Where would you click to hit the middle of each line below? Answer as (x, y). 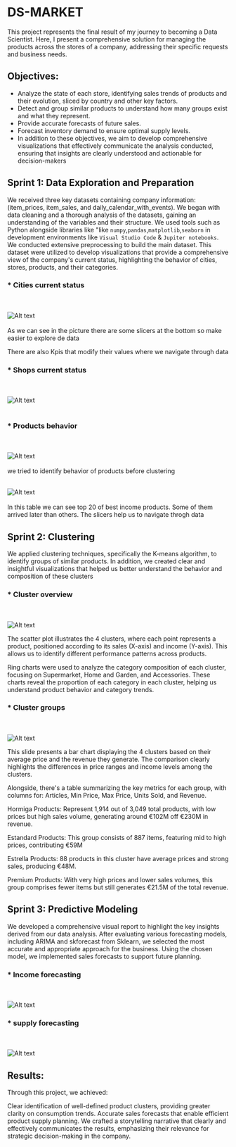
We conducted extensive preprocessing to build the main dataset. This (110, 244)
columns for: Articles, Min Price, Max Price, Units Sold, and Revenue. (107, 795)
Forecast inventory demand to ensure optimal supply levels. (104, 130)
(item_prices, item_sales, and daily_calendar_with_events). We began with (114, 207)
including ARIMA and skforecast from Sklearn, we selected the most (106, 941)
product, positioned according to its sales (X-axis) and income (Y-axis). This (117, 646)
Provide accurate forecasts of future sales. (79, 123)
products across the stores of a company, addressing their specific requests (118, 46)
